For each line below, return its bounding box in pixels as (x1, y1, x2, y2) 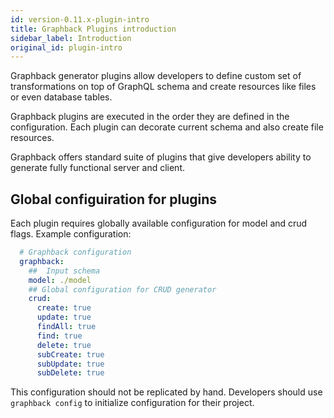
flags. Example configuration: (10, 228, 132, 240)
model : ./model (28, 275, 92, 285)
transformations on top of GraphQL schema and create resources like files (10, 81, 317, 93)
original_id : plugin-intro (10, 42, 123, 53)
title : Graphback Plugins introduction (10, 24, 177, 34)
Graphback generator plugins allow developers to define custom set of (10, 70, 302, 82)
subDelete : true (36, 368, 105, 378)
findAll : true (36, 322, 97, 332)
